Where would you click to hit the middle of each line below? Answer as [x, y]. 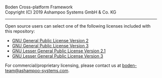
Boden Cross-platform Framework [39, 7]
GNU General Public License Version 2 [50, 40]
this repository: [20, 31]
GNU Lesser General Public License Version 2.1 [59, 51]
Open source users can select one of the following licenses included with [78, 26]
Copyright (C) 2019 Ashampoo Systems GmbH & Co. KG [61, 12]
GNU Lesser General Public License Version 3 [58, 56]
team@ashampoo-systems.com [37, 70]
